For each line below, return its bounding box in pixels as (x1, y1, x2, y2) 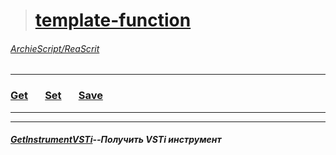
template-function (34, 9, 192, 32)
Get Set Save (10, 89, 103, 103)
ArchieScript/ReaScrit (10, 42, 100, 54)
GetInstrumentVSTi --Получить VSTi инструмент (10, 134, 222, 146)
